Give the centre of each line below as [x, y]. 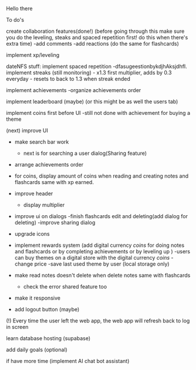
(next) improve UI [27, 130]
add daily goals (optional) [37, 349]
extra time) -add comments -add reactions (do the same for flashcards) [92, 44]
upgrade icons [32, 234]
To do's [15, 20]
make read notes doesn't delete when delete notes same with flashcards [102, 275]
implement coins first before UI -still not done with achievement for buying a [98, 113]
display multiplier [44, 205]
